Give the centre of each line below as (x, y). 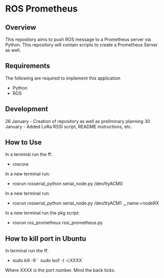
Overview (21, 27)
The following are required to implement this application (63, 78)
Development (27, 109)
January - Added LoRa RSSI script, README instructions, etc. (69, 126)
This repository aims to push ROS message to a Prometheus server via (78, 39)
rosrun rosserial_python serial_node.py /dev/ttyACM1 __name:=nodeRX (86, 203)
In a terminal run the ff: (29, 155)
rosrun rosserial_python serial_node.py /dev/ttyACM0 (67, 184)
